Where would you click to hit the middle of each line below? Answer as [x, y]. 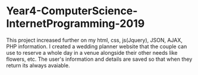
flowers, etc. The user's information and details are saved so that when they [99, 59]
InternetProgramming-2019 [76, 24]
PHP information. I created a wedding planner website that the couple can [97, 46]
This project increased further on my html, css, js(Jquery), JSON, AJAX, [95, 40]
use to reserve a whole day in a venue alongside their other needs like [92, 52]
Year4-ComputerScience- [72, 11]
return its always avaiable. [38, 65]
